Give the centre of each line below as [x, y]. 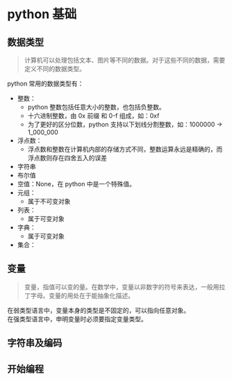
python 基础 [42, 14]
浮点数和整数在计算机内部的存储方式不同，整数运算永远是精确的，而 [125, 149]
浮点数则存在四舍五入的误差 [67, 158]
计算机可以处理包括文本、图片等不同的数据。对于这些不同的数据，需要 [125, 60]
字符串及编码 [35, 343]
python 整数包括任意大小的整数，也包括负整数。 [96, 107]
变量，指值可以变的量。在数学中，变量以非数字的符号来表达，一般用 [122, 286]
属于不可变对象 [49, 201]
